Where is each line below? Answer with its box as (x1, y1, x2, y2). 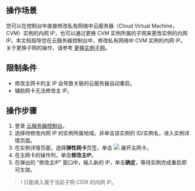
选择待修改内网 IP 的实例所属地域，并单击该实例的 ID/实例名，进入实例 (14, 129, 184, 137)
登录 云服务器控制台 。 (14, 122, 68, 129)
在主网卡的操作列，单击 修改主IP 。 (14, 152, 97, 159)
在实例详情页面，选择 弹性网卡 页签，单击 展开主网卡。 (14, 144, 152, 151)
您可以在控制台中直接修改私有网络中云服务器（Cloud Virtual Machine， (6, 22, 177, 29)
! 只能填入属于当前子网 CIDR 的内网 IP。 (20, 179, 117, 186)
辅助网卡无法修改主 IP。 (14, 87, 73, 94)
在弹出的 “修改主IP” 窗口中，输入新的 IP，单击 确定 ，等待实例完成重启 (14, 159, 182, 166)
